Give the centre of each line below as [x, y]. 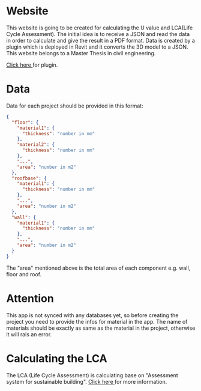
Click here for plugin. [32, 65]
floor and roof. [24, 274]
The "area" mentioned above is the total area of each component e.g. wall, [98, 268]
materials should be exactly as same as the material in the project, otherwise [101, 328]
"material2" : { [36, 145]
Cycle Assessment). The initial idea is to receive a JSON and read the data [98, 34]
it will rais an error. [29, 334]
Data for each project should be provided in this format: [75, 106]
